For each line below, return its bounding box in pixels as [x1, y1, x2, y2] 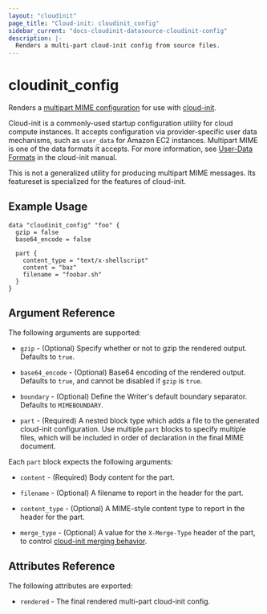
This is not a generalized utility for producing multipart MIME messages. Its [8, 168, 257, 178]
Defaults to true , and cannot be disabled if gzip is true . [19, 375, 203, 386]
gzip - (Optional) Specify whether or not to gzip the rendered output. [19, 343, 247, 353]
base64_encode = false [15, 235, 91, 244]
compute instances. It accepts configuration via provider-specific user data [8, 127, 257, 137]
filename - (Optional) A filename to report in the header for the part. [19, 488, 244, 497]
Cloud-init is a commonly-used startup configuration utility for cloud [8, 118, 233, 129]
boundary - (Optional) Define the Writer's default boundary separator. [19, 391, 248, 401]
